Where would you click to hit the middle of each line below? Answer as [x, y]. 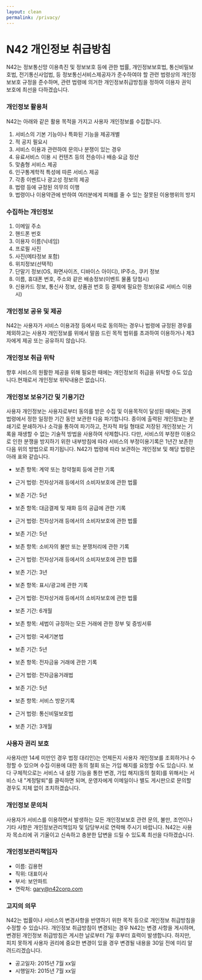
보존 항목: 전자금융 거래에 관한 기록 [56, 662]
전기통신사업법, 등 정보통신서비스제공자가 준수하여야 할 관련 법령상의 [99, 75]
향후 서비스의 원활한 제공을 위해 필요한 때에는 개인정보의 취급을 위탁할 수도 [94, 372]
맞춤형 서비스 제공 [36, 164]
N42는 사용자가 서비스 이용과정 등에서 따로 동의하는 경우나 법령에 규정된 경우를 [99, 326]
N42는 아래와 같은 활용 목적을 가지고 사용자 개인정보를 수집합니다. [84, 121]
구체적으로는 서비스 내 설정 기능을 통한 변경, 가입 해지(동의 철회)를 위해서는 [100, 773]
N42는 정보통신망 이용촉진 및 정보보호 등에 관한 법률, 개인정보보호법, [87, 67]
